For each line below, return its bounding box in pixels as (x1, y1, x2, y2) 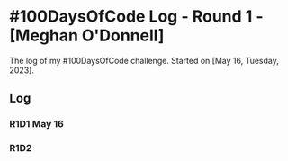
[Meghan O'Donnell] (9, 25, 165, 46)
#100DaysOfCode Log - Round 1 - (9, 6, 264, 27)
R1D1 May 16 (9, 118, 65, 130)
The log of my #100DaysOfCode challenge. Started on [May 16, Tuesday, (9, 55, 279, 66)
